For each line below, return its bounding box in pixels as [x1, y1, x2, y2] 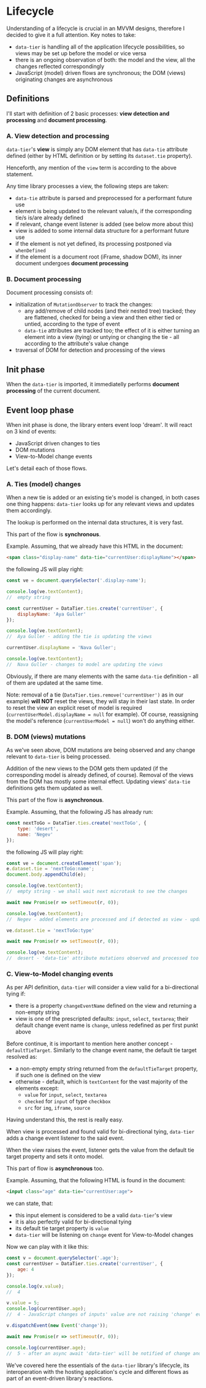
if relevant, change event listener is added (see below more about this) [15, 220, 194, 228]
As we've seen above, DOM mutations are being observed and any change [6, 746, 196, 754]
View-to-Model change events [15, 453, 93, 460]
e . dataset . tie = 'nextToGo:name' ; [6, 866, 95, 872]
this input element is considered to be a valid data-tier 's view [15, 1212, 173, 1219]
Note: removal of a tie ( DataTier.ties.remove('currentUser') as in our [6, 691, 184, 698]
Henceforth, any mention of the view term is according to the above [6, 164, 177, 171]
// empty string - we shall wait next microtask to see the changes [6, 889, 188, 895]
